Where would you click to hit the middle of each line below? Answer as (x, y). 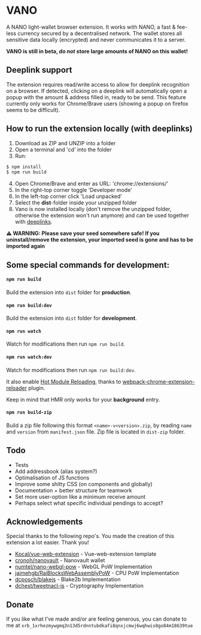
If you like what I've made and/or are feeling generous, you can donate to (97, 619)
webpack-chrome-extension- (159, 381)
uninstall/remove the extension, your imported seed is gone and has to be (100, 240)
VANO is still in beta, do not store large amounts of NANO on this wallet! (97, 51)
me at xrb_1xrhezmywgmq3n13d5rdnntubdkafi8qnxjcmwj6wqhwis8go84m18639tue (100, 625)
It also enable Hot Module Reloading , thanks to (64, 381)
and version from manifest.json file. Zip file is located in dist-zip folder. (96, 432)
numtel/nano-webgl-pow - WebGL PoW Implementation (83, 567)
